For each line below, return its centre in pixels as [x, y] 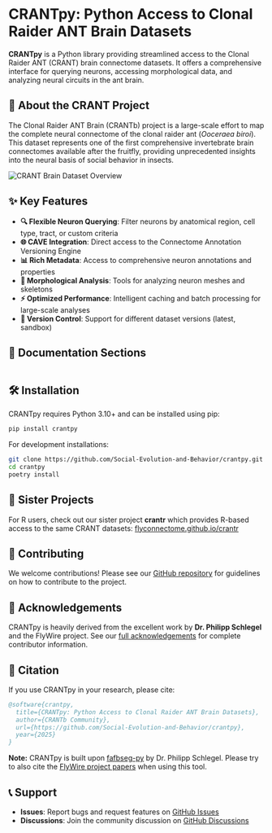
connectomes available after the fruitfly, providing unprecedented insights [132, 151]
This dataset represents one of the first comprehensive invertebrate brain [131, 142]
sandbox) [36, 327]
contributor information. [48, 645]
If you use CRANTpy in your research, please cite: [92, 690]
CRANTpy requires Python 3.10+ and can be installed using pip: [114, 414]
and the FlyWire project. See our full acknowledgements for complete [125, 636]
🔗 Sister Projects [51, 500]
